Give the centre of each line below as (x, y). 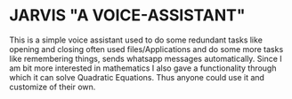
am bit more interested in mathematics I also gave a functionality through (143, 68)
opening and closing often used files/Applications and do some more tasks (146, 49)
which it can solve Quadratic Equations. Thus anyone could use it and (137, 77)
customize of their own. (53, 87)
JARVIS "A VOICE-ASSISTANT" (127, 15)
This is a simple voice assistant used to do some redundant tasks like (136, 40)
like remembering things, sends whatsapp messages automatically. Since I (146, 58)
